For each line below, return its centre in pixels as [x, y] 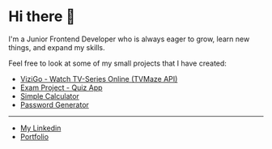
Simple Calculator [49, 96]
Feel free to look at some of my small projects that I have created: [117, 63]
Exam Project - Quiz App [61, 87]
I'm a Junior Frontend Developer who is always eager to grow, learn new [129, 39]
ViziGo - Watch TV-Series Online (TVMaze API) [99, 79]
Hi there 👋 [42, 17]
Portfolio [34, 136]
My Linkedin [40, 128]
